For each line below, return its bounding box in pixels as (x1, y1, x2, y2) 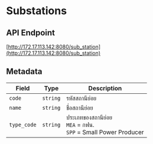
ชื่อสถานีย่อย (66, 103, 93, 112)
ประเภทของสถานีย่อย (66, 113, 113, 122)
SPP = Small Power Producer (66, 128, 144, 136)
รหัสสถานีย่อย (66, 94, 97, 102)
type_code (9, 121, 37, 128)
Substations (6, 4, 67, 18)
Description (88, 84, 122, 92)
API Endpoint (6, 28, 55, 38)
